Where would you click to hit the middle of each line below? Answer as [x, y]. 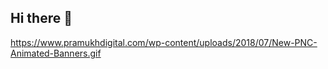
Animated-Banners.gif [56, 53]
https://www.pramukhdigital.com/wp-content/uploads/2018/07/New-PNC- [164, 42]
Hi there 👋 [41, 18]
